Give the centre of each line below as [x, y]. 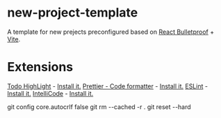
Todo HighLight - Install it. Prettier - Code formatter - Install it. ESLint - [108, 86]
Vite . [14, 39]
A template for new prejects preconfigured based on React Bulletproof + [110, 32]
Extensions [40, 67]
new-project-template [73, 13]
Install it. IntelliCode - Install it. [50, 93]
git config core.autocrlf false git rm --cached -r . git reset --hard [99, 107]
